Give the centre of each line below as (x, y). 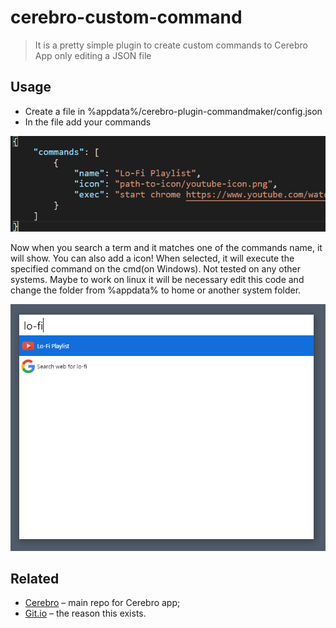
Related (35, 579)
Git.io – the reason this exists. (85, 613)
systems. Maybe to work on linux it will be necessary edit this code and (157, 280)
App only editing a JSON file (93, 55)
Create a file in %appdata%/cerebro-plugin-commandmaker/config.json (173, 111)
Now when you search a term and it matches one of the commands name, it (166, 248)
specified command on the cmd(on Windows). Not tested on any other (155, 269)
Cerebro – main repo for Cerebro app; (102, 603)
